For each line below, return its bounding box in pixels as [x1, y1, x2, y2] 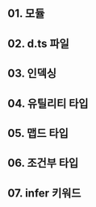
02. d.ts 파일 [7, 36, 69, 50]
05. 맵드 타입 [7, 126, 69, 140]
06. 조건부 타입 [7, 156, 79, 170]
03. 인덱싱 [7, 67, 57, 81]
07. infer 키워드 [7, 186, 81, 200]
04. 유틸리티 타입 [7, 97, 89, 110]
